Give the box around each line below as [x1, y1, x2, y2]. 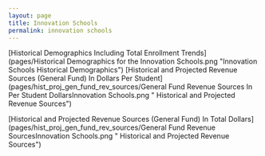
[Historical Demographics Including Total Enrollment [8, 49, 180, 58]
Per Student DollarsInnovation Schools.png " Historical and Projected [8, 91, 235, 100]
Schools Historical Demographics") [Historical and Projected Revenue [8, 65, 238, 75]
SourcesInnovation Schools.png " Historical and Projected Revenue [8, 131, 230, 141]
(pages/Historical [8, 57, 65, 66]
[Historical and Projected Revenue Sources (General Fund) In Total [8, 115, 227, 124]
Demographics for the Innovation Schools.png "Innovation [66, 57, 258, 66]
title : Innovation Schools [8, 19, 98, 27]
